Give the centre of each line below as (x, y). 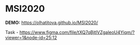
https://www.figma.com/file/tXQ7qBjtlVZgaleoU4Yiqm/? (77, 32)
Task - (12, 32)
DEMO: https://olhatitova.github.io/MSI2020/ (52, 22)
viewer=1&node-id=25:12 (31, 37)
